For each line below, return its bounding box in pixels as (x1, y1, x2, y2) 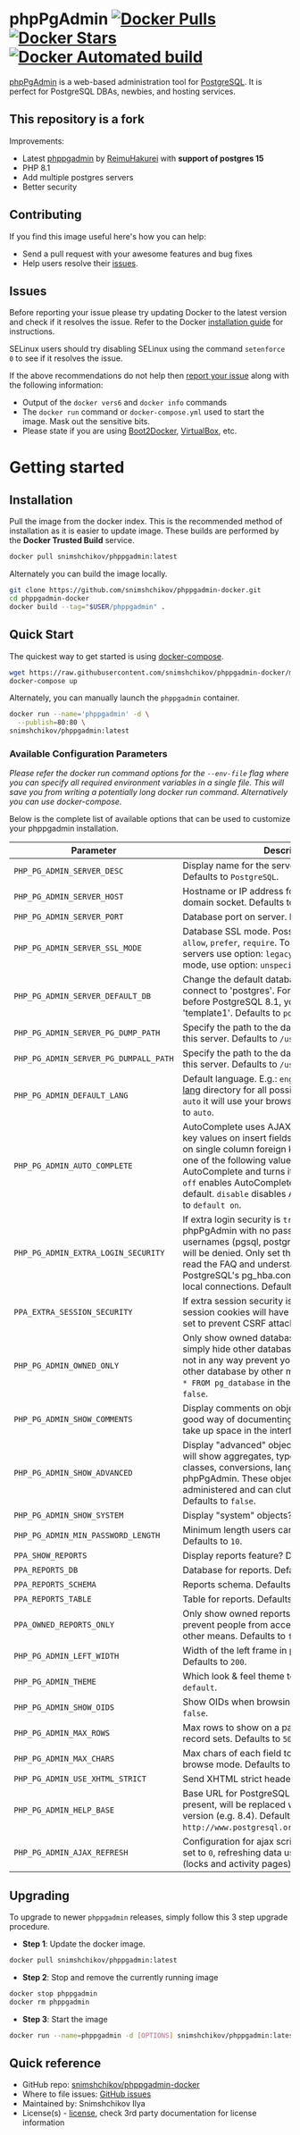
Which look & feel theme (182, 1670, 285, 1683)
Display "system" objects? (182, 1510, 293, 1522)
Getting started (9, 456, 125, 477)
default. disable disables (182, 1188, 287, 1201)
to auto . (182, 1106, 214, 1118)
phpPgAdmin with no (182, 1225, 271, 1237)
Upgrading (9, 1888, 70, 1903)
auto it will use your (182, 1095, 264, 1108)
